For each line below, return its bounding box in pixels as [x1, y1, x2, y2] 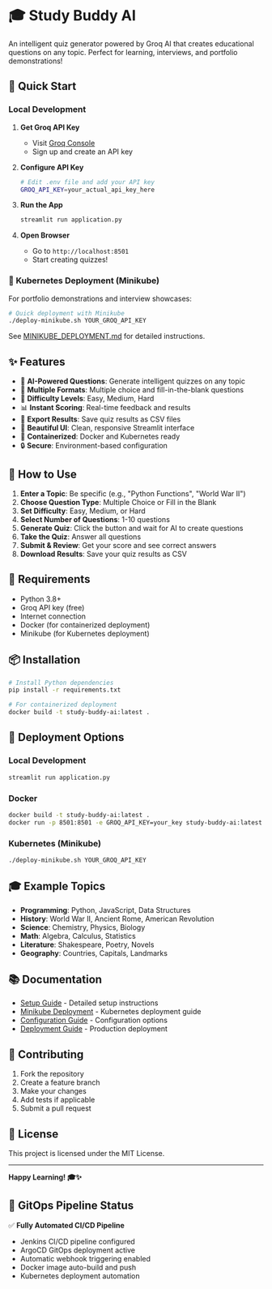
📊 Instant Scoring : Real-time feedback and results [19, 403, 191, 413]
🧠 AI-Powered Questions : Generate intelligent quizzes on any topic [19, 376, 245, 386]
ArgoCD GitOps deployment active [19, 1245, 136, 1255]
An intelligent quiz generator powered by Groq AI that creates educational [8, 38, 255, 49]
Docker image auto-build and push [19, 1262, 136, 1272]
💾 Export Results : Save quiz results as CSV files [19, 414, 181, 424]
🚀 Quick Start [8, 79, 77, 93]
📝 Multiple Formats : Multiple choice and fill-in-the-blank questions [19, 385, 244, 395]
